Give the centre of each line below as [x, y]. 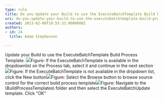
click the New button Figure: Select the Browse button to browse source [79, 77]
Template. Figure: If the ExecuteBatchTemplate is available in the [72, 60]
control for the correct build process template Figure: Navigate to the [76, 83]
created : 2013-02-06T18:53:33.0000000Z [45, 23]
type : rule [16, 9]
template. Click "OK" [26, 93]
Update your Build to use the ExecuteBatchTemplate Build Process [71, 54]
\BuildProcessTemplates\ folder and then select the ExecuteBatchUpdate [78, 88]
